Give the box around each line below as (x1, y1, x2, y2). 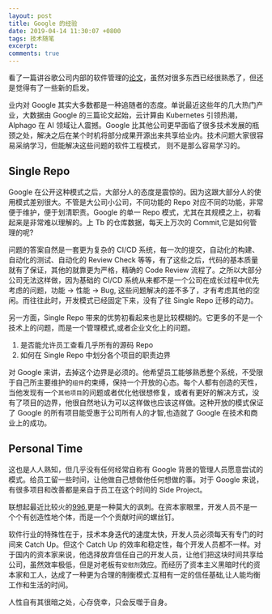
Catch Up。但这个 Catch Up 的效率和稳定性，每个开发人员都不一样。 (23, 539, 255, 549)
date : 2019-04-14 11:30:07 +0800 (8, 27, 121, 35)
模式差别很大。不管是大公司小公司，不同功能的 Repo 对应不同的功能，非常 (15, 197, 264, 207)
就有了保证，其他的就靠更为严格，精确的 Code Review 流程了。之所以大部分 (8, 265, 262, 275)
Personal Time (8, 442, 83, 456)
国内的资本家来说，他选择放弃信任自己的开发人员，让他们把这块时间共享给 (15, 549, 264, 559)
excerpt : (8, 42, 38, 50)
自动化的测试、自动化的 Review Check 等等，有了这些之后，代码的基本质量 (8, 254, 259, 264)
